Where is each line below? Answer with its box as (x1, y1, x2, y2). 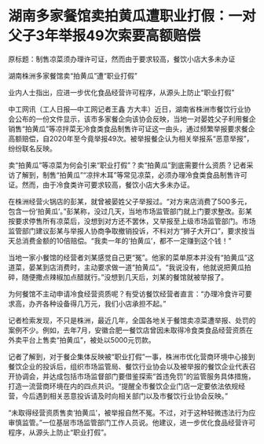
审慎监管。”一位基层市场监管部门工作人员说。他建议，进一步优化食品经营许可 (8, 417, 256, 427)
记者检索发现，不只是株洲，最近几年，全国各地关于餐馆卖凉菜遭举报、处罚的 (8, 315, 256, 325)
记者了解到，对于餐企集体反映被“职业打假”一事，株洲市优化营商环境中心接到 (8, 351, 255, 361)
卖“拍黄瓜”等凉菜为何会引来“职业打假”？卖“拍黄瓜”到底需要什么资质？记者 (8, 160, 247, 170)
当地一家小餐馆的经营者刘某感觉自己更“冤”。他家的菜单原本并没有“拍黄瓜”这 (8, 252, 255, 262)
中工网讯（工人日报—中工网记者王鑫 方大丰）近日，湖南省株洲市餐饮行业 (8, 104, 244, 114)
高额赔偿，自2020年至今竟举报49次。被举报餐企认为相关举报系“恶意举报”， (8, 134, 254, 143)
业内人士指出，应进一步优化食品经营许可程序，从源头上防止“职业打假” (8, 87, 235, 97)
